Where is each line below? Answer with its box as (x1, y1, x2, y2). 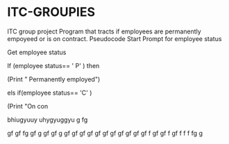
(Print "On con (7, 102, 49, 110)
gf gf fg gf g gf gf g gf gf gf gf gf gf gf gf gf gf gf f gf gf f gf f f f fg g (7, 129, 203, 137)
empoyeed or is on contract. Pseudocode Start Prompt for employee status (7, 34, 222, 42)
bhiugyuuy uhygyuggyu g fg (7, 115, 88, 124)
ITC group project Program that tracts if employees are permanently (7, 27, 201, 35)
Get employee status (7, 48, 67, 56)
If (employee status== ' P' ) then (7, 61, 100, 70)
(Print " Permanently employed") (7, 74, 101, 83)
